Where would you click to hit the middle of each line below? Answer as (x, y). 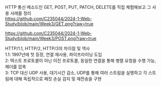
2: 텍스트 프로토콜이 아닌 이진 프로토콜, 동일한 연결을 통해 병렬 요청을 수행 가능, (80, 60)
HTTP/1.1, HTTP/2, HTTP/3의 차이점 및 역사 (47, 48)
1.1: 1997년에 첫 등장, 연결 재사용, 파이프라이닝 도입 (54, 54)
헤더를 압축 (16, 67)
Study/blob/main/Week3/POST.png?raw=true (51, 38)
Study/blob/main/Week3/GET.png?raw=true (49, 24)
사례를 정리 (21, 13)
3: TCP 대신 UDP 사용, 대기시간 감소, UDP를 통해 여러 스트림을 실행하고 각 (76, 73)
